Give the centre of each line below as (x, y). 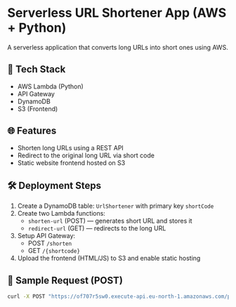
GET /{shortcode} (54, 251)
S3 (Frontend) (38, 109)
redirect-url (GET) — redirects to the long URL (97, 228)
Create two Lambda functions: (61, 214)
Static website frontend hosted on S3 (71, 162)
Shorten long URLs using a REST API (71, 148)
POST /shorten (50, 243)
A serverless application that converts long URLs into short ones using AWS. (118, 47)
